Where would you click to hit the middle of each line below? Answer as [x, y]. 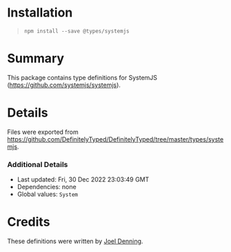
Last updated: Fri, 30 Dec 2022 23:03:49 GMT [83, 180]
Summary [36, 58]
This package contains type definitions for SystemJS [82, 77]
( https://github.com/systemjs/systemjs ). [64, 85]
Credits [29, 222]
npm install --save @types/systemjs [77, 31]
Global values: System [47, 194]
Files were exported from [43, 132]
